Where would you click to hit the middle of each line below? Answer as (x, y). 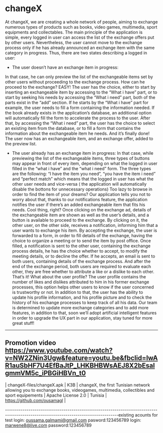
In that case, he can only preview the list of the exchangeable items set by (79, 77)
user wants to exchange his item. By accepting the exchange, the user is (84, 230)
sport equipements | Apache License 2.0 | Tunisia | (56, 395)
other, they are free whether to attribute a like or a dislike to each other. (83, 272)
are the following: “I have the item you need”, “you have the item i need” (84, 174)
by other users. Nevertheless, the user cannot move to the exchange (73, 42)
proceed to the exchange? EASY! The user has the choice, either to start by (81, 87)
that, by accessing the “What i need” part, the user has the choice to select (80, 123)
